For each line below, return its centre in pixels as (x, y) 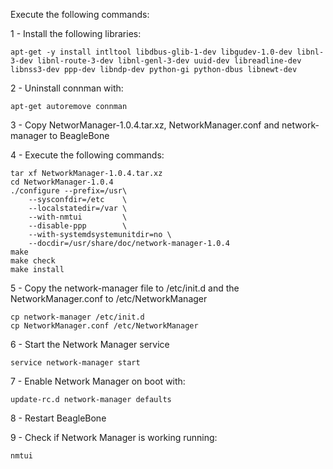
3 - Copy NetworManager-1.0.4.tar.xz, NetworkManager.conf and (145, 125)
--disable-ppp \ (78, 226)
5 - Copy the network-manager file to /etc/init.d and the (125, 288)
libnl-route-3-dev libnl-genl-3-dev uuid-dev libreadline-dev (169, 61)
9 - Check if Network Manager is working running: (114, 437)
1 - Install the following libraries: (76, 33)
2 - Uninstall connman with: (67, 88)
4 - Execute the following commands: (87, 155)
